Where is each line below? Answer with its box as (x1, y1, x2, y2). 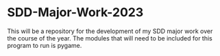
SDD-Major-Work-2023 (7, 5, 144, 20)
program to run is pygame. (7, 41, 82, 49)
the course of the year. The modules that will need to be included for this (7, 34, 212, 42)
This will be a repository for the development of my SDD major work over (7, 27, 213, 35)
